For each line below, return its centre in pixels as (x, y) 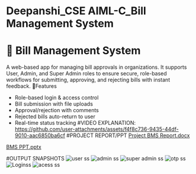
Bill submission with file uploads (54, 104)
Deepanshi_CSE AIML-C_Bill (76, 11)
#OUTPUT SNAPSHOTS (36, 159)
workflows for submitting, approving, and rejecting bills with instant (88, 80)
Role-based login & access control (57, 98)
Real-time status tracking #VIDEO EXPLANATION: (75, 123)
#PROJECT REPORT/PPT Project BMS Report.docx (128, 135)
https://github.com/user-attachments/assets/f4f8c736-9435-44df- (97, 129)
